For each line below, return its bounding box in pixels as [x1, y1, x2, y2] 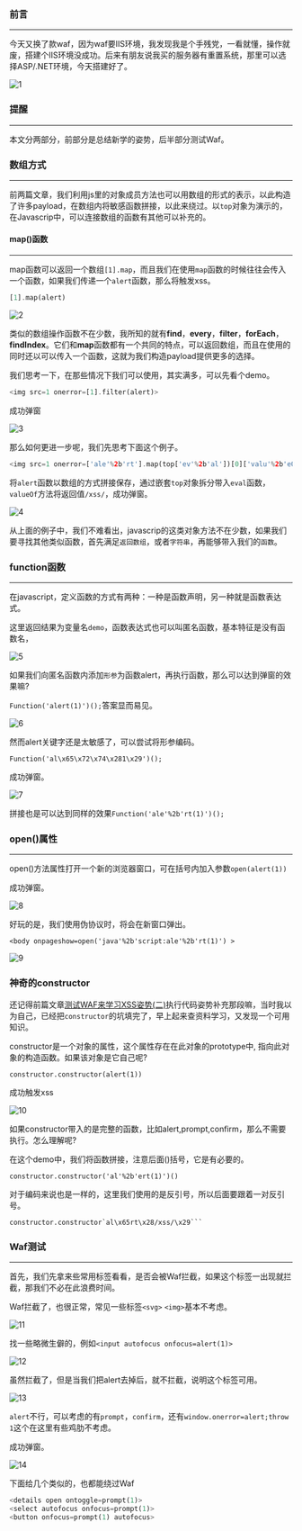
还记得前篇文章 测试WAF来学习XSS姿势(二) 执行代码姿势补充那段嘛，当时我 [9, 999, 285, 1010]
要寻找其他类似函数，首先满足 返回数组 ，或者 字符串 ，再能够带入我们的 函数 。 [9, 536, 283, 546]
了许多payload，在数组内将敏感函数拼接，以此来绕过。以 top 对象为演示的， [9, 200, 288, 211]
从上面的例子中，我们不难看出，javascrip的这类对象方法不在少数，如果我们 [9, 525, 288, 536]
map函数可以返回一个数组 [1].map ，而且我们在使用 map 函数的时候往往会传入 [9, 264, 287, 275]
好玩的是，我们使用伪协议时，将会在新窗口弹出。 [9, 919, 191, 930]
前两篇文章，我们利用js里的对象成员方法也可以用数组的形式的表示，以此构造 [9, 189, 291, 200]
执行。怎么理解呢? [9, 1134, 77, 1145]
